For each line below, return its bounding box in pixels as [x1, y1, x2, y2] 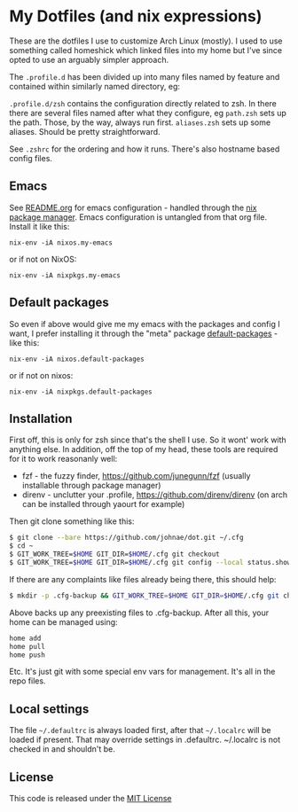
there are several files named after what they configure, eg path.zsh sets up [9, 107, 286, 118]
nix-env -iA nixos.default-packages [9, 355, 145, 363]
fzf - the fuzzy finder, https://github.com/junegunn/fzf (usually [21, 471, 251, 481]
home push [9, 650, 46, 660]
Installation [9, 410, 73, 426]
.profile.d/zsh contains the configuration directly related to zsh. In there [9, 98, 278, 108]
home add [9, 634, 42, 643]
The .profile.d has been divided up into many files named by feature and [9, 71, 280, 82]
